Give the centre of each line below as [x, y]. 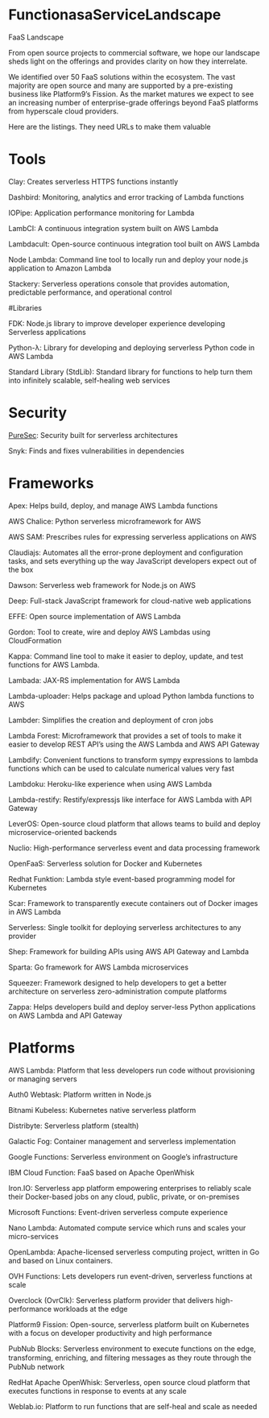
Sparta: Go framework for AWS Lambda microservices [99, 967]
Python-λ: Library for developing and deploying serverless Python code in [132, 347]
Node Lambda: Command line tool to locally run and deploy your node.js [128, 259]
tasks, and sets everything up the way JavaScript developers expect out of [132, 560]
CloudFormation [35, 640]
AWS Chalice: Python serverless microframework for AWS [105, 521]
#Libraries [25, 308]
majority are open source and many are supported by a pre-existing [121, 85]
